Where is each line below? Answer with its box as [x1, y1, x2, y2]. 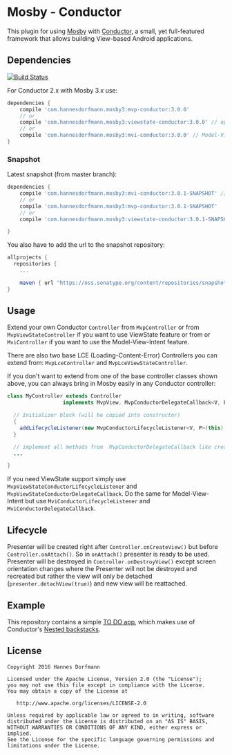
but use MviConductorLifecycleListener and [25, 497, 151, 505]
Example [7, 599, 46, 611]
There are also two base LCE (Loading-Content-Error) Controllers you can [7, 351, 217, 360]
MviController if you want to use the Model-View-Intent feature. [7, 338, 190, 346]
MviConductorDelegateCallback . [7, 504, 96, 512]
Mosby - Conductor [7, 4, 122, 20]
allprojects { [7, 254, 48, 261]
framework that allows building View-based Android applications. [7, 34, 193, 42]
